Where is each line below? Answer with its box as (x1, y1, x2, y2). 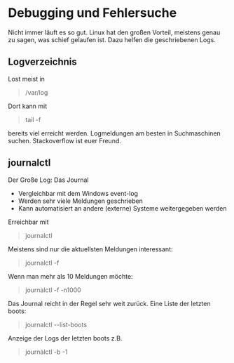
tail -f (25, 115, 41, 124)
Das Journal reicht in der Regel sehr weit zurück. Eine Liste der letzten (8, 299, 211, 308)
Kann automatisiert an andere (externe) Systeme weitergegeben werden (18, 204, 227, 212)
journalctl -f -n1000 (25, 286, 81, 294)
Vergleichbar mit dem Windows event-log (18, 189, 139, 197)
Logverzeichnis (8, 56, 78, 68)
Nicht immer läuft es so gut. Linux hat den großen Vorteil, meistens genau (8, 28, 221, 37)
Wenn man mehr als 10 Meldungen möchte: (8, 272, 133, 280)
